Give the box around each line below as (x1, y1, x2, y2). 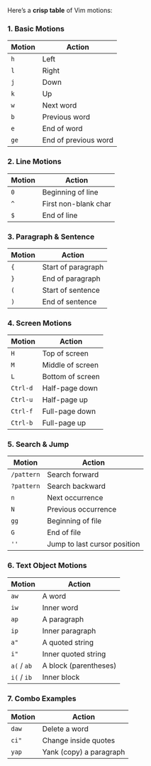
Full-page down (42, 406, 96, 416)
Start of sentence (42, 285, 101, 295)
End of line (42, 210, 78, 220)
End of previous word (42, 135, 113, 145)
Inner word (42, 602, 79, 612)
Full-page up (42, 418, 86, 428)
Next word (42, 100, 77, 110)
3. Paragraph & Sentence (7, 232, 95, 242)
